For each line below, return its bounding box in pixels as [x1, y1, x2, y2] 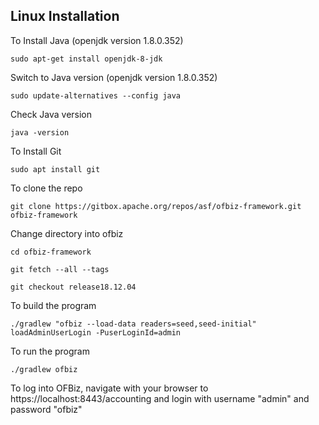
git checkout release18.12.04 [10, 282, 137, 292]
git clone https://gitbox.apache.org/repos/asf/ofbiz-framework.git [10, 201, 302, 211]
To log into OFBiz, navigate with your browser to [10, 382, 209, 394]
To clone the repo [10, 182, 83, 194]
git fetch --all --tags [10, 264, 110, 274]
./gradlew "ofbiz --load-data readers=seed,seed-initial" [10, 319, 257, 329]
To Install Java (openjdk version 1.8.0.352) [10, 34, 184, 46]
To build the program [10, 299, 97, 311]
